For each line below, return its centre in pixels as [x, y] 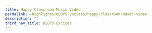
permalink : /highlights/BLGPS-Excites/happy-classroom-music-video [76, 14]
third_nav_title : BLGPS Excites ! [41, 23]
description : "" [22, 18]
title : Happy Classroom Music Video [43, 9]
